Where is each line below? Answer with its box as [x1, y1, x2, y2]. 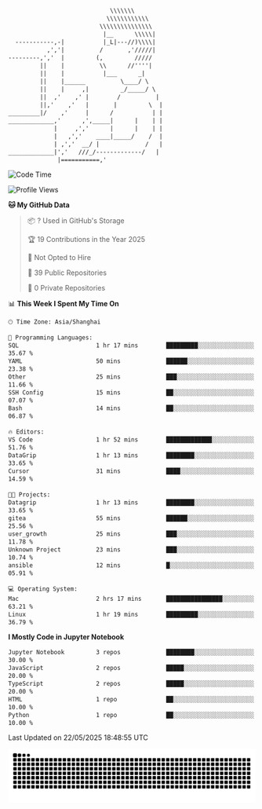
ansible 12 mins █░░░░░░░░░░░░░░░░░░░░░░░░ [8, 562, 255, 569]
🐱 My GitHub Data [8, 200, 71, 210]
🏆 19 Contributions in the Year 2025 [27, 235, 146, 243]
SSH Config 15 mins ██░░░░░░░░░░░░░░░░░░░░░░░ [8, 389, 255, 397]
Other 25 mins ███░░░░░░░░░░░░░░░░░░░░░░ [8, 373, 255, 381]
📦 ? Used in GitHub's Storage [27, 216, 126, 225]
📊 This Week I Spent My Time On [8, 299, 119, 308]
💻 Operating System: [8, 585, 78, 593]
